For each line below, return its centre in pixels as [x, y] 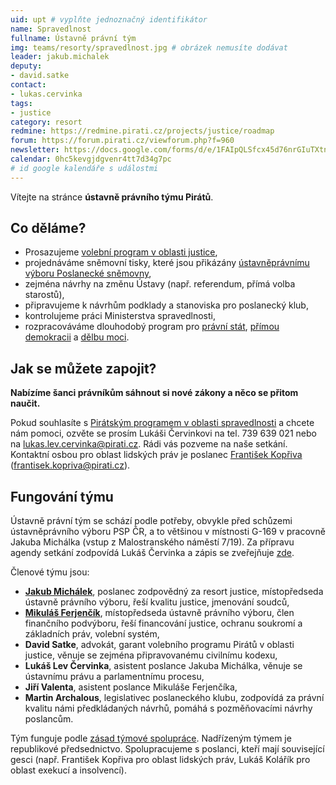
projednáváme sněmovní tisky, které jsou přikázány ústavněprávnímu [167, 263]
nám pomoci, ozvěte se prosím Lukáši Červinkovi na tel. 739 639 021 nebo [163, 433]
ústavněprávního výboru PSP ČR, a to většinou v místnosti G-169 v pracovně [168, 532]
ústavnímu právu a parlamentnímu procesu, [114, 677]
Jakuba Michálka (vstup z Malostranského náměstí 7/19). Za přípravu [152, 542]
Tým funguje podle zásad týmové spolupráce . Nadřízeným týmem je [151, 738]
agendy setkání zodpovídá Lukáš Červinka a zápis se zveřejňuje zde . [152, 553]
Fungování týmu [62, 496]
